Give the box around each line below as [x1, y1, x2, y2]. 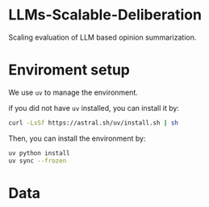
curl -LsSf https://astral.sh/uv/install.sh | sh [8, 119, 179, 127]
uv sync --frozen [8, 156, 67, 165]
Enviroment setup [8, 61, 131, 79]
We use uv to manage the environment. [8, 87, 139, 97]
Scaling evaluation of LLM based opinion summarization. [8, 32, 197, 42]
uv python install [8, 149, 70, 157]
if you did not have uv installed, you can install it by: [8, 103, 180, 112]
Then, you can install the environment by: [8, 133, 146, 143]
